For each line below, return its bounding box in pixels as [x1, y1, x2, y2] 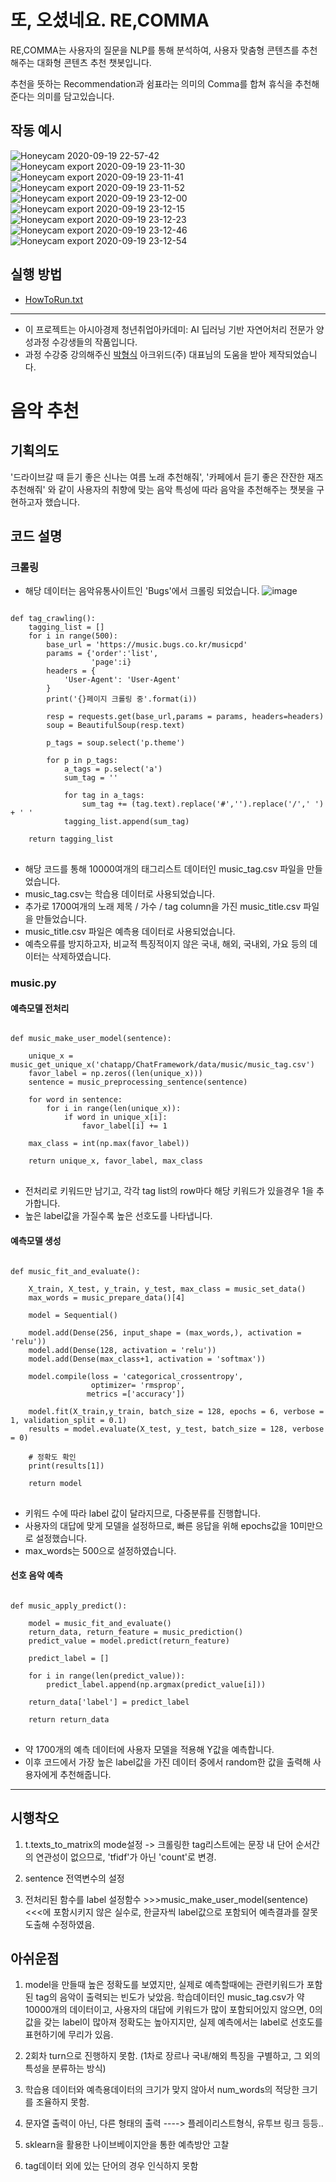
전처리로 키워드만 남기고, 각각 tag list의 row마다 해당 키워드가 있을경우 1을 [24, 1185, 315, 1197]
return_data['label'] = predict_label [28, 1697, 190, 1707]
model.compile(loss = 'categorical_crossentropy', [28, 1371, 244, 1381]
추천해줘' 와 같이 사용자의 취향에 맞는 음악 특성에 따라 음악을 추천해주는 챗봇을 [10, 483, 315, 495]
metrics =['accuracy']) [86, 1389, 186, 1399]
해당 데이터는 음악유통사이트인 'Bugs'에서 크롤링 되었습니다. [24, 585, 260, 597]
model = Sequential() [28, 1310, 118, 1320]
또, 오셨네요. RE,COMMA [10, 9, 210, 32]
